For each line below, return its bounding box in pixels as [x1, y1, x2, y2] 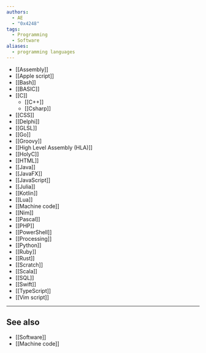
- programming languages [12, 49, 75, 55]
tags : [6, 26, 20, 32]
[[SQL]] [15, 274, 34, 281]
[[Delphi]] [15, 118, 40, 125]
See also [6, 317, 40, 328]
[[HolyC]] [15, 150, 39, 158]
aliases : [6, 44, 29, 50]
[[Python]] [15, 241, 42, 249]
